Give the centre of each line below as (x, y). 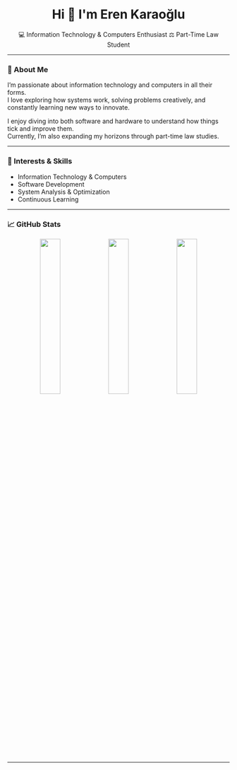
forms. (17, 93)
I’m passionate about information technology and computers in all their (110, 85)
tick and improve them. (41, 129)
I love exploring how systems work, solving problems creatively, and (107, 100)
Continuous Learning (48, 199)
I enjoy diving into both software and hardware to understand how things (113, 121)
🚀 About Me (28, 69)
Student (119, 45)
